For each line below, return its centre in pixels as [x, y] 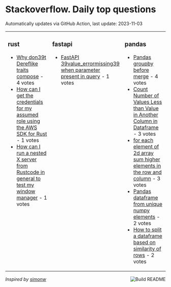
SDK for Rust [32, 134]
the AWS [27, 127]
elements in [147, 165]
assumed [27, 114]
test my [25, 185]
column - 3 [147, 178]
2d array [143, 153]
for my [24, 108]
